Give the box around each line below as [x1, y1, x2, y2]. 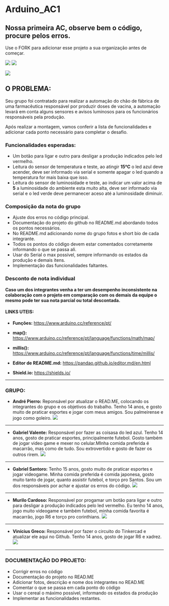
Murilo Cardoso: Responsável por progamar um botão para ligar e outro [12, 497, 162, 503]
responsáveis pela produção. [5, 114, 65, 120]
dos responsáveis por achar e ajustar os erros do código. [12, 483, 131, 489]
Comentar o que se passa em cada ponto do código [12, 584, 121, 590]
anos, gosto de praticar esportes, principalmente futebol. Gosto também [12, 435, 162, 441]
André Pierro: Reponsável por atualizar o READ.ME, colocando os [12, 399, 149, 405]
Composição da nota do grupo [5, 203, 81, 210]
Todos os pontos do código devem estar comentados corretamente [12, 241, 153, 247]
